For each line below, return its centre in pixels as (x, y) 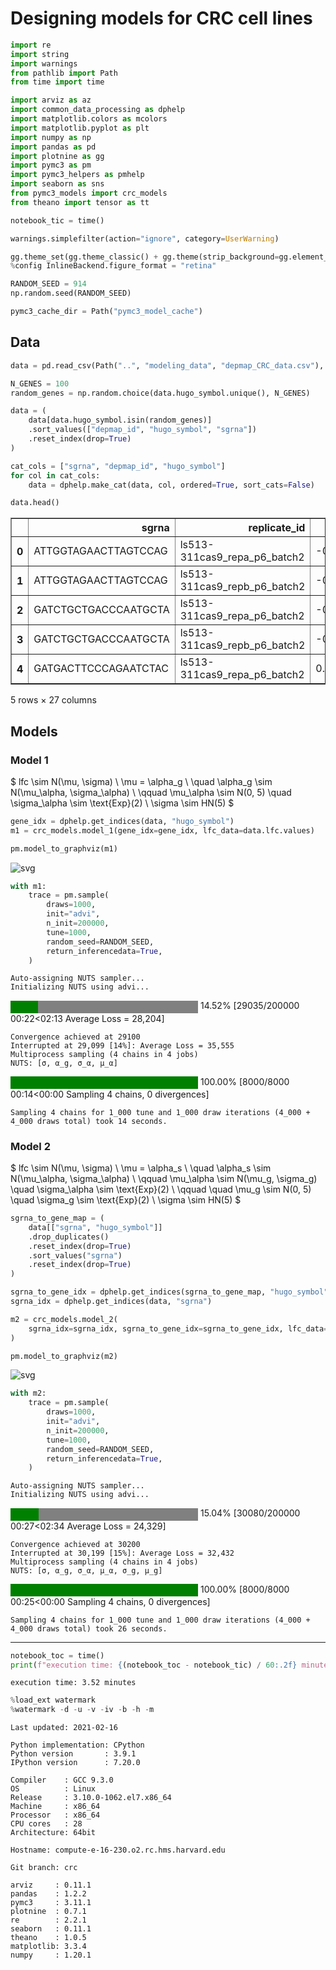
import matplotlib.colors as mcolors (89, 119)
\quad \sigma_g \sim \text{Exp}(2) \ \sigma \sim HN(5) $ (126, 1200)
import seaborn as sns (57, 184)
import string (40, 54)
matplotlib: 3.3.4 (48, 1947)
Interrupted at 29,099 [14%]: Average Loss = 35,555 (122, 1045)
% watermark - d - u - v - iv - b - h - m (82, 1710)
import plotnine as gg (57, 156)
